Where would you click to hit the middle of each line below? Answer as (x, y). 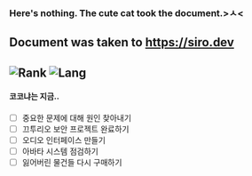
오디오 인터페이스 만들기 (64, 140)
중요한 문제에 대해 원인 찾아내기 (76, 117)
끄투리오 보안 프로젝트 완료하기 (75, 129)
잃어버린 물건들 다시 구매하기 (72, 163)
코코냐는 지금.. (34, 96)
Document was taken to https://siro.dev (122, 42)
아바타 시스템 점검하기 (60, 151)
